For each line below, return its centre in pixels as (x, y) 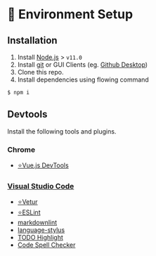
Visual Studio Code (41, 186)
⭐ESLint (29, 212)
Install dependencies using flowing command (83, 79)
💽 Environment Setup (70, 14)
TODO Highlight (40, 238)
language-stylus (41, 230)
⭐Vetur (27, 202)
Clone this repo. (40, 72)
